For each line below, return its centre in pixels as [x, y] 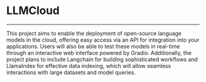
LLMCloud [33, 11]
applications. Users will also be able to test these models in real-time [93, 46]
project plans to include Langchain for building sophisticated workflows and [102, 59]
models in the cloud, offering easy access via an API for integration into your [103, 40]
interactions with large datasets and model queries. [71, 72]
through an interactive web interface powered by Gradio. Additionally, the [99, 53]
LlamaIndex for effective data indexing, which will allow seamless [89, 65]
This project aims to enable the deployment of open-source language [94, 33]
